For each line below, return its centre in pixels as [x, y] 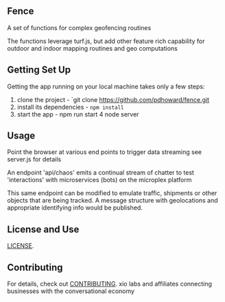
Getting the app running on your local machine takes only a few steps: [106, 86]
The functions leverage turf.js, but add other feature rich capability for [106, 41]
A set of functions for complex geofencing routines [79, 27]
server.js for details [34, 160]
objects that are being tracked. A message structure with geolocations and [113, 201]
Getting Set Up [39, 70]
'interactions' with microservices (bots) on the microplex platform [99, 180]
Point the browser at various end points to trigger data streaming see [105, 152]
